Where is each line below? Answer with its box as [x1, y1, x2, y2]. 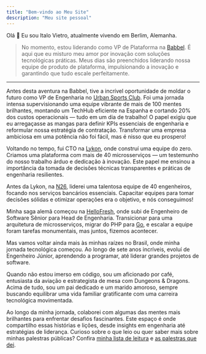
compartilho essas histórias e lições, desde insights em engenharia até [6, 321, 186, 329]
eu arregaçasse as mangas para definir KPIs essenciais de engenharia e [6, 120, 189, 127]
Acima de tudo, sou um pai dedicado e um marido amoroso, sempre [6, 283, 178, 291]
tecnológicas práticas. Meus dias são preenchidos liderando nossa [21, 56, 191, 64]
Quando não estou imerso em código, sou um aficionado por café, [6, 271, 174, 278]
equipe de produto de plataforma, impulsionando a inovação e [21, 63, 179, 71]
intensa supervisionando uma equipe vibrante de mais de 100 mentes [6, 100, 182, 107]
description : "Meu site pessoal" [6, 15, 92, 21]
